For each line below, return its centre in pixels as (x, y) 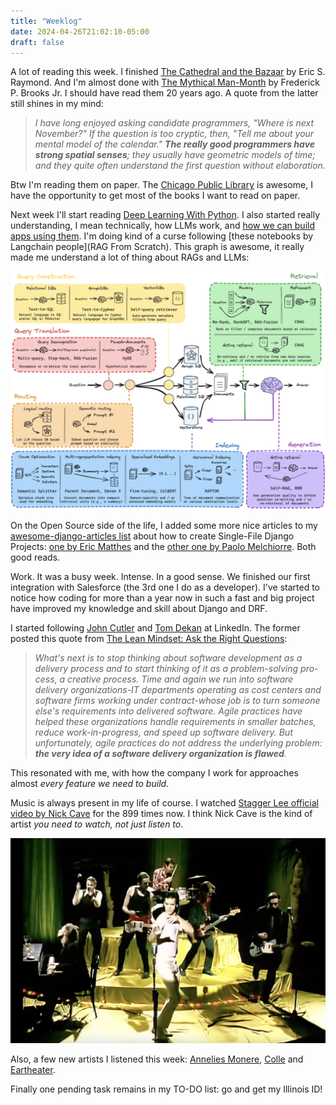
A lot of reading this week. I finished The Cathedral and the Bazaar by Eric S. (168, 72)
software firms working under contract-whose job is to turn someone (177, 701)
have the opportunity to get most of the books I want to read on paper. (155, 196)
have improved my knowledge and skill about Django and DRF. (139, 609)
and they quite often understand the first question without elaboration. (180, 166)
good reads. (35, 557)
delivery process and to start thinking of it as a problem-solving (166, 669)
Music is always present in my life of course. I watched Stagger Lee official (165, 803)
